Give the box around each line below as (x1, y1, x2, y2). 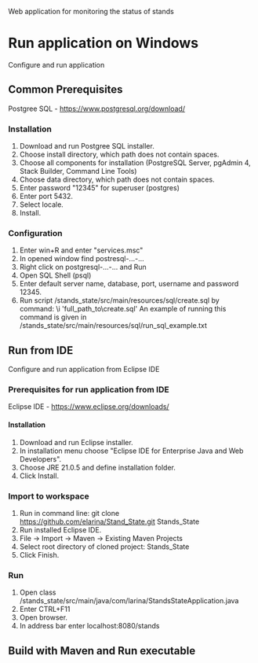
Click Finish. (19, 550, 60, 559)
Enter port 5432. (19, 192, 73, 201)
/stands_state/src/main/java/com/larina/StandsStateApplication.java (19, 596, 239, 606)
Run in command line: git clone (19, 508, 120, 518)
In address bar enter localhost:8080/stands (19, 621, 160, 631)
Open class (19, 587, 56, 597)
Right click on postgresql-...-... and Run (19, 263, 147, 272)
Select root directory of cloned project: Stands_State (19, 542, 190, 551)
